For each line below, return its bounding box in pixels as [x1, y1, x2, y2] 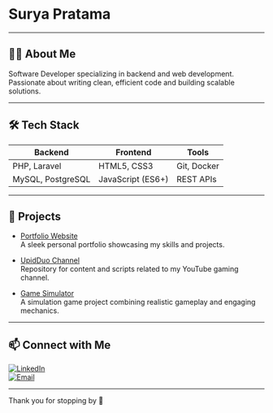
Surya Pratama [8, 5, 111, 24]
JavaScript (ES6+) [98, 173, 169, 185]
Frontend [115, 146, 152, 158]
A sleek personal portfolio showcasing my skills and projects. [19, 240, 225, 250]
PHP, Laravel [12, 160, 62, 172]
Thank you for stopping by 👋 [8, 396, 104, 406]
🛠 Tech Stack [8, 119, 80, 133]
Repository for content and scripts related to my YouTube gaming [19, 264, 239, 274]
